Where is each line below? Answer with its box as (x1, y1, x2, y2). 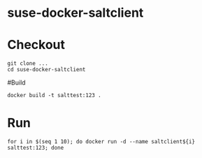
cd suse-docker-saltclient (7, 66, 86, 73)
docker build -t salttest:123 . (7, 92, 101, 99)
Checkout (7, 37, 65, 53)
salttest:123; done (7, 145, 64, 152)
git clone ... (7, 60, 49, 67)
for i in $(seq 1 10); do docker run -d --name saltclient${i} (7, 138, 196, 145)
